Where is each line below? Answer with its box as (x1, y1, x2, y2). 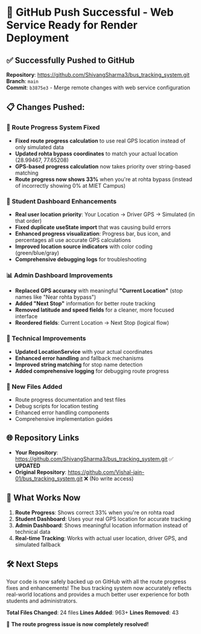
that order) (14, 217, 42, 224)
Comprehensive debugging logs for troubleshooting (14, 255, 147, 263)
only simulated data (14, 143, 65, 150)
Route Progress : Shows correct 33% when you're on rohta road (14, 508, 175, 516)
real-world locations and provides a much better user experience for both (6, 591, 189, 598)
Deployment (6, 31, 69, 45)
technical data (14, 528, 51, 535)
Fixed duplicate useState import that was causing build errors (14, 223, 171, 231)
